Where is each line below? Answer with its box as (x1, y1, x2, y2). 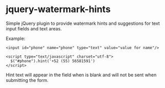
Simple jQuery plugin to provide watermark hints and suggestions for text (6, 20, 160, 26)
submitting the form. (6, 77, 49, 83)
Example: (6, 35, 26, 41)
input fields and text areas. (6, 25, 62, 31)
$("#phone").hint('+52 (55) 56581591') (10, 58, 96, 64)
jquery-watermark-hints (6, 4, 111, 15)
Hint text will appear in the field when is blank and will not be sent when (6, 72, 157, 78)
